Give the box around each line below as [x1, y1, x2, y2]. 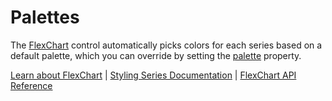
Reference [10, 79, 53, 91]
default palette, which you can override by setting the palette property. [10, 49, 302, 61]
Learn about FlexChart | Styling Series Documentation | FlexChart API [10, 69, 297, 81]
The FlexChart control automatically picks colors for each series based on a [10, 39, 323, 51]
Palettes [10, 6, 80, 29]
